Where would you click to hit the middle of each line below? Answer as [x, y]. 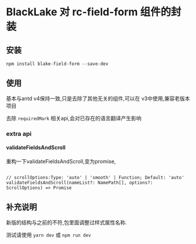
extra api [19, 133]
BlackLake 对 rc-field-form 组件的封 [94, 12]
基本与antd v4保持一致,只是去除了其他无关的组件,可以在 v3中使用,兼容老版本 [98, 98]
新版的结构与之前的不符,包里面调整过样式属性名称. [67, 222]
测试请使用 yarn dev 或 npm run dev [49, 235]
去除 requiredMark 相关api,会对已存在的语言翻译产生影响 [74, 118]
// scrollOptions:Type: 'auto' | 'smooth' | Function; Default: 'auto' [95, 177]
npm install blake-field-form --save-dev [57, 64]
